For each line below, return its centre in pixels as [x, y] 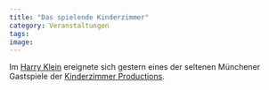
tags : [19, 34]
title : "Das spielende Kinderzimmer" [79, 17]
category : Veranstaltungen [59, 26]
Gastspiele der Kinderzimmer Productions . [87, 77]
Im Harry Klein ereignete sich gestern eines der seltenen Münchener [135, 67]
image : [21, 42]
